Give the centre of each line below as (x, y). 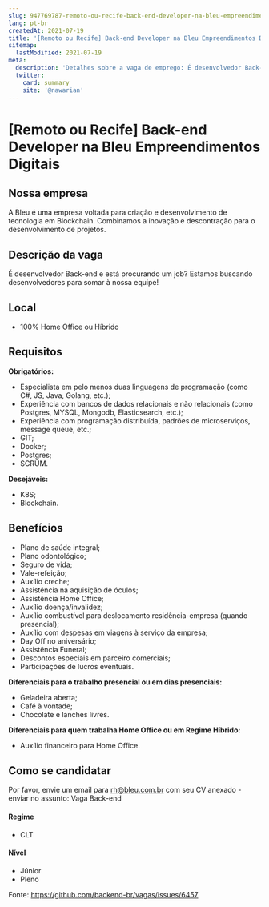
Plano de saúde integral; (60, 547)
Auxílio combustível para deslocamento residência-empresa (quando (134, 615)
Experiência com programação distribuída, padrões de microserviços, (135, 420)
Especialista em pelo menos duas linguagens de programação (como (134, 387)
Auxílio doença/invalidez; (61, 607)
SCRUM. (34, 463)
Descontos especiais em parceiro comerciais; (95, 658)
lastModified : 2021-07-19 (59, 53)
